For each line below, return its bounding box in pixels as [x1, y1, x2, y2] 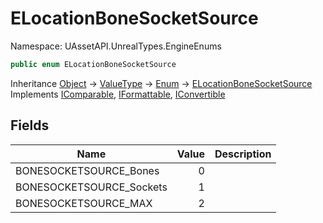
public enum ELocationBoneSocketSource [10, 59, 177, 69]
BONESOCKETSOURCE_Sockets [15, 180, 168, 194]
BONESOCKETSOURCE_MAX [15, 196, 153, 210]
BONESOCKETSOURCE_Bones [15, 163, 160, 177]
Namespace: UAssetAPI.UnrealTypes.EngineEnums [10, 40, 222, 52]
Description [214, 147, 272, 161]
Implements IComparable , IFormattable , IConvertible [10, 88, 226, 100]
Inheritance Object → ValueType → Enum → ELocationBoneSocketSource [10, 77, 313, 89]
